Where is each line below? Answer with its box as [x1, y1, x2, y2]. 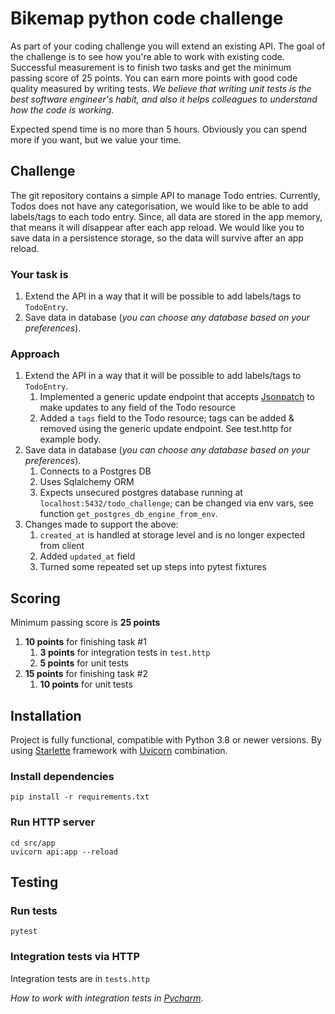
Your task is [10, 267, 69, 281]
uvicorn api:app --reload [10, 847, 118, 857]
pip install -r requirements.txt [10, 792, 150, 802]
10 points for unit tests [39, 678, 133, 691]
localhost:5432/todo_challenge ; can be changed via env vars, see [39, 497, 315, 509]
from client [39, 540, 85, 552]
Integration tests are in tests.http [10, 972, 150, 984]
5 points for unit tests [39, 657, 130, 669]
